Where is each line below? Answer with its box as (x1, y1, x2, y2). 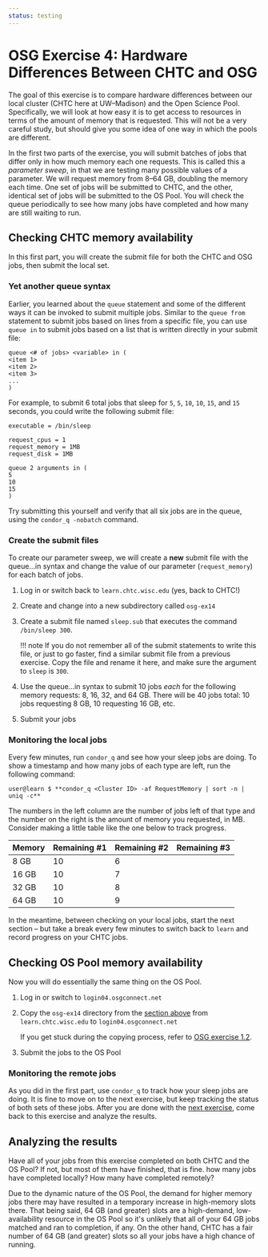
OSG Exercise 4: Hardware (8, 46, 188, 64)
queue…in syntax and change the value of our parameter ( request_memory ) (8, 561, 254, 570)
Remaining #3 (176, 842, 230, 854)
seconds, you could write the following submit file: (8, 406, 174, 416)
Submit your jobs (19, 714, 77, 724)
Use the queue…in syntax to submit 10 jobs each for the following (19, 681, 236, 691)
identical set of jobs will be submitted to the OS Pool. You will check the (8, 190, 244, 201)
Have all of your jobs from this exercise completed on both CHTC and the (8, 1156, 250, 1166)
